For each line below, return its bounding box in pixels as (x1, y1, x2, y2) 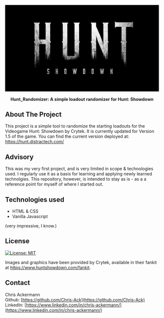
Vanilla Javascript (12, 213, 48, 219)
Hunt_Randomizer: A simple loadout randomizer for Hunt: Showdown (10, 96, 154, 102)
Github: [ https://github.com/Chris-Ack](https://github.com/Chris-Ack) (5, 297, 145, 302)
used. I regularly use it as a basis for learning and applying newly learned (5, 171, 152, 177)
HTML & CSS (12, 208, 39, 214)
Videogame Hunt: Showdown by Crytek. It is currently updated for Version (5, 129, 155, 134)
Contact (5, 279, 30, 287)
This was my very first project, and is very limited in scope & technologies (5, 166, 154, 172)
